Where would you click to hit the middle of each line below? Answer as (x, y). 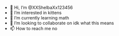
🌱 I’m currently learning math (39, 18)
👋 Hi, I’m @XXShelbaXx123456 (41, 8)
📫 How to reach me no (33, 28)
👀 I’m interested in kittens (36, 13)
